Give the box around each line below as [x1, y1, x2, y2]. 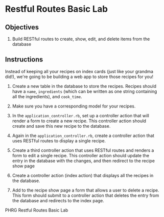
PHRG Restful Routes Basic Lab [5, 207, 69, 213]
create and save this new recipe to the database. [12, 123, 111, 129]
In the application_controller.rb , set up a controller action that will [12, 112, 149, 118]
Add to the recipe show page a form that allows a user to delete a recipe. [12, 187, 160, 193]
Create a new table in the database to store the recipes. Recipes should [12, 83, 157, 89]
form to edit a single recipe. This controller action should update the [12, 152, 149, 158]
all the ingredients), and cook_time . [12, 93, 82, 99]
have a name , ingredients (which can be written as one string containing [12, 88, 158, 94]
